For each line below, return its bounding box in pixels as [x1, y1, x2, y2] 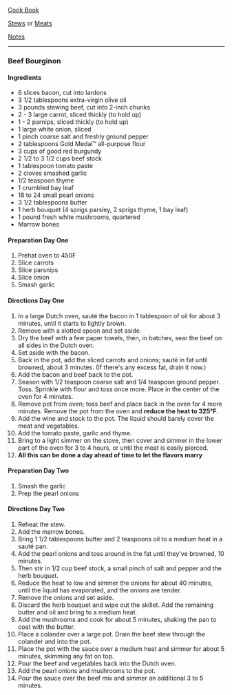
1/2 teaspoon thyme [17, 176, 74, 185]
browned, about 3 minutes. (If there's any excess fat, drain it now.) [17, 363, 207, 371]
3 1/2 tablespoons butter [17, 198, 87, 207]
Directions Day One [8, 296, 65, 304]
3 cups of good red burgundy [17, 147, 102, 156]
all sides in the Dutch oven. [17, 341, 95, 349]
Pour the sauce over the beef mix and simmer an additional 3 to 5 [17, 674, 204, 682]
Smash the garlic [17, 481, 66, 490]
